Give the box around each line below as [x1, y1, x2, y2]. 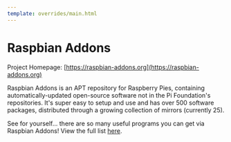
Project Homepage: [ [7, 63, 67, 71]
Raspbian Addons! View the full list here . [7, 126, 122, 135]
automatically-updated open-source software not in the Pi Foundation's [7, 91, 211, 99]
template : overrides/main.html [7, 10, 98, 17]
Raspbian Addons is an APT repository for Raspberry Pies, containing [7, 84, 205, 92]
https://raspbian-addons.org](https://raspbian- [66, 63, 199, 71]
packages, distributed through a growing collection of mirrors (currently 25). [7, 105, 225, 114]
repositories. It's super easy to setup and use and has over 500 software [7, 98, 214, 107]
